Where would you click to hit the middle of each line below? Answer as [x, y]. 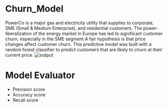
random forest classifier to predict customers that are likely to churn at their [84, 49]
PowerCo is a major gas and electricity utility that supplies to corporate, [79, 23]
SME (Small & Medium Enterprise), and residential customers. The [74, 28]
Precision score [29, 89]
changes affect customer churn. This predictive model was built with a [78, 44]
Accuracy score [29, 94]
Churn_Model [35, 9]
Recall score [25, 100]
